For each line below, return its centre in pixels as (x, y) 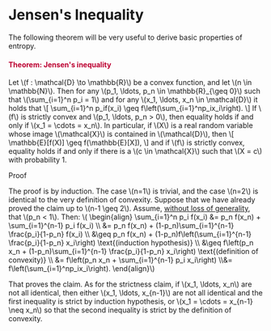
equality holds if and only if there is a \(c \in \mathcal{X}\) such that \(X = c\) (135, 151)
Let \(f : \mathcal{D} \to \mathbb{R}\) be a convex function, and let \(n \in (130, 83)
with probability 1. (38, 160)
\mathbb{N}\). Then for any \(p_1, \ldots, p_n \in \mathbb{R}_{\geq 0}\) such (135, 91)
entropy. (22, 45)
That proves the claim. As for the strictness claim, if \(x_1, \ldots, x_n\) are (130, 284)
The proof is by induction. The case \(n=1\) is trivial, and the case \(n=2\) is (133, 191)
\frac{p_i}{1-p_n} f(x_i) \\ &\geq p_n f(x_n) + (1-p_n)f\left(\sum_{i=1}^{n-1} (130, 234)
